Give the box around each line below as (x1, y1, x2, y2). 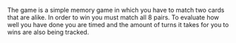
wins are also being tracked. (7, 28, 89, 36)
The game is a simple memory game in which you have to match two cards (7, 6, 225, 14)
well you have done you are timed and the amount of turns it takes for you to (7, 21, 229, 28)
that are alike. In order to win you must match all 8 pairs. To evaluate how (7, 13, 220, 21)
